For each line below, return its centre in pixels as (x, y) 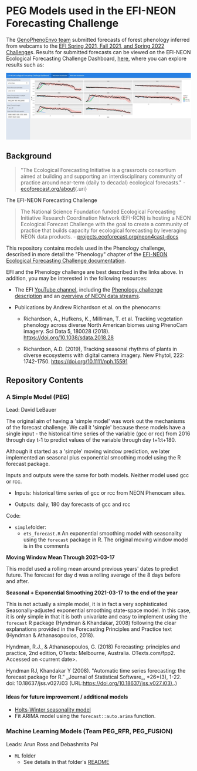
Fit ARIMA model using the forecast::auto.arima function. (85, 716)
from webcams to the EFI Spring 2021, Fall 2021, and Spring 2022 (85, 46)
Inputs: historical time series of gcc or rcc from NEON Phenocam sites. (100, 493)
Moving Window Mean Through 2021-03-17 (61, 557)
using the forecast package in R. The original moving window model (106, 540)
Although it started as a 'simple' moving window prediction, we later (88, 451)
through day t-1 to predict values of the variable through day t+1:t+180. (91, 440)
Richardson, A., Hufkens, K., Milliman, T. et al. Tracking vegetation (103, 319)
